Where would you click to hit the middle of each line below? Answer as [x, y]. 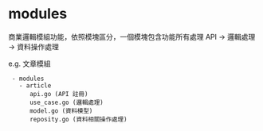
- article [35, 85]
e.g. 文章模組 [29, 64]
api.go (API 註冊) [59, 94]
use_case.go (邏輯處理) [66, 102]
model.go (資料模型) [61, 111]
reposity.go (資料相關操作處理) [78, 119]
